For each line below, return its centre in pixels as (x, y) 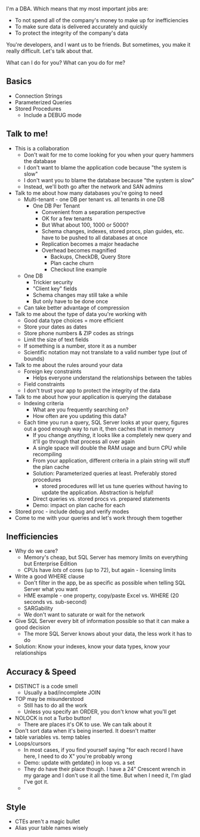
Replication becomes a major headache (90, 244)
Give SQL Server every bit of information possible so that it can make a (102, 621)
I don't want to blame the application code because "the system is (105, 167)
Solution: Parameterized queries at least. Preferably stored (105, 473)
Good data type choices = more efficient (73, 320)
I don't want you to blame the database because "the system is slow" (109, 180)
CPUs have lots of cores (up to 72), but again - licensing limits (100, 570)
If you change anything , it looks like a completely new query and (112, 435)
